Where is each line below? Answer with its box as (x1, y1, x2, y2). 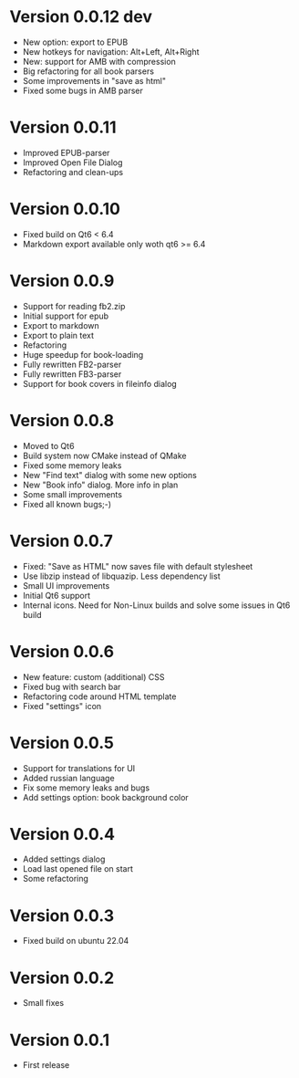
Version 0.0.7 (9, 530, 114, 551)
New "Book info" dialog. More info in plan (22, 479, 179, 490)
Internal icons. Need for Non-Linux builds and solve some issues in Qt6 (22, 600, 291, 611)
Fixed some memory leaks (22, 459, 122, 471)
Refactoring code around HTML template (22, 691, 177, 702)
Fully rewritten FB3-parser (22, 368, 122, 380)
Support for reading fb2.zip (22, 300, 126, 311)
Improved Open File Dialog (22, 157, 123, 168)
